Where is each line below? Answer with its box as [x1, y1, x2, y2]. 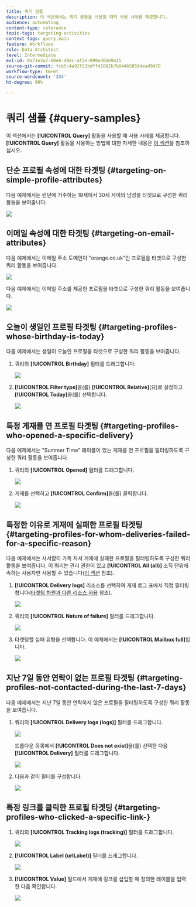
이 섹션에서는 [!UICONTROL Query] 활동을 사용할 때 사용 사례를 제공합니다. [6, 132, 180, 139]
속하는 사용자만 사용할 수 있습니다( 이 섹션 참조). [6, 570, 115, 576]
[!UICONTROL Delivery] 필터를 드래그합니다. [14, 749, 120, 756]
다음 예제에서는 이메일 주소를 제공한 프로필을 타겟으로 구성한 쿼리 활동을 [6, 285, 170, 292]
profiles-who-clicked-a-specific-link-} [6, 812, 151, 822]
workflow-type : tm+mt [6, 69, 59, 74]
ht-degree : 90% [6, 80, 43, 86]
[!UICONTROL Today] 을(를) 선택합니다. [14, 391, 107, 398]
